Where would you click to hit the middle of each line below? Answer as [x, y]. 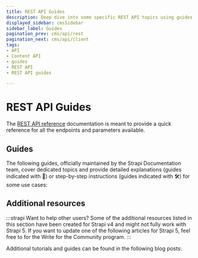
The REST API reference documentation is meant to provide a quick [89, 124]
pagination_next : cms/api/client [48, 39]
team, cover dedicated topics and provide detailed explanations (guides [94, 170]
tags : [13, 45]
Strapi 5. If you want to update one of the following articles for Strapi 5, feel [98, 231]
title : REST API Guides [36, 12]
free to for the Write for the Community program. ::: [69, 237]
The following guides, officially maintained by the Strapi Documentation [94, 163]
